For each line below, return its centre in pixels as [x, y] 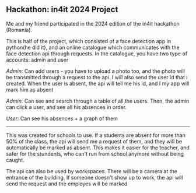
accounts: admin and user [37, 59]
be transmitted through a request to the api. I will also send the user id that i [97, 77]
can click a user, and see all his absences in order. [66, 107]
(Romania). [19, 30]
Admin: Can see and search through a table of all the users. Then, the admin [98, 101]
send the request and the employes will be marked [67, 184]
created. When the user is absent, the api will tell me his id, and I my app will [98, 83]
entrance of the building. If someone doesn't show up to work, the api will [94, 177]
